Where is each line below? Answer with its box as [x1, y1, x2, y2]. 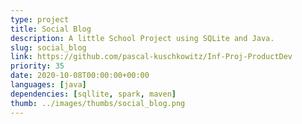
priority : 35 [10, 61, 65, 71]
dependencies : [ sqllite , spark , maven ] [10, 89, 177, 99]
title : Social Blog [10, 24, 92, 34]
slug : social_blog [10, 42, 87, 53]
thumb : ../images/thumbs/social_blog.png [10, 98, 186, 108]
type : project [10, 14, 70, 25]
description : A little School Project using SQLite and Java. [10, 33, 275, 43]
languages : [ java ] [10, 80, 87, 90]
